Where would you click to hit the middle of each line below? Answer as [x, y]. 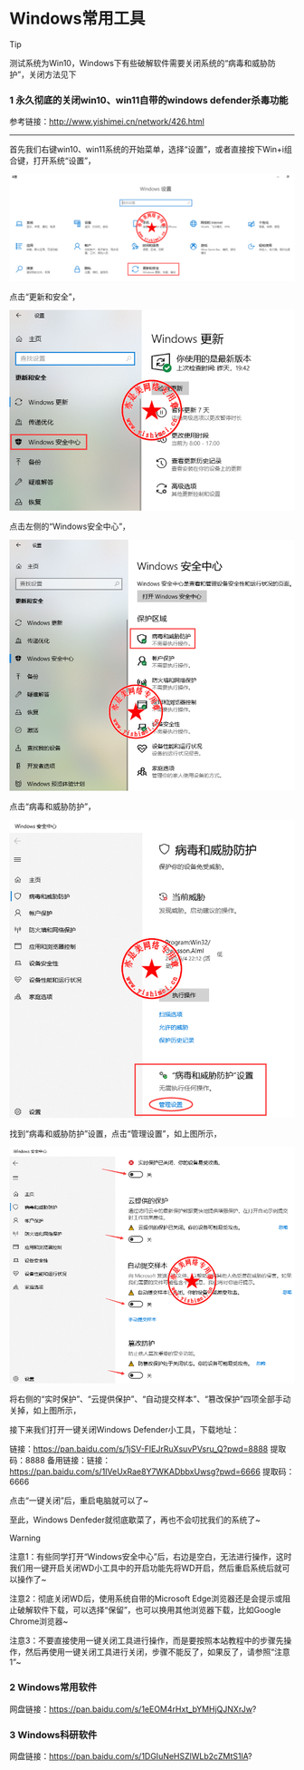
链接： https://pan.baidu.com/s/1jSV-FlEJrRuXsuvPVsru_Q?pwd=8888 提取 [148, 1449]
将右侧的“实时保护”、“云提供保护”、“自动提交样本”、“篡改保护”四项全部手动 [150, 1399]
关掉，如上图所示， [45, 1411]
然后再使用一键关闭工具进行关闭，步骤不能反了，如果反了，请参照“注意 [158, 1652]
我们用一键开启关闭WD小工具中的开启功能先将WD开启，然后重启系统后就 [146, 1568]
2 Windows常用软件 [53, 1687]
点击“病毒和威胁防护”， [53, 806]
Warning [25, 1538]
